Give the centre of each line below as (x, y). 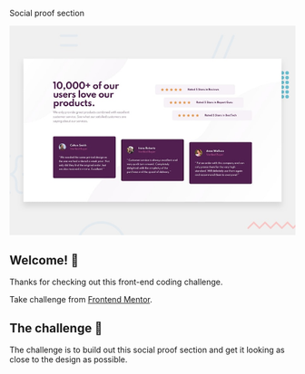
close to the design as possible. (69, 360)
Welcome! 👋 (44, 260)
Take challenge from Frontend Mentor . (81, 300)
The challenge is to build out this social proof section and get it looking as (147, 350)
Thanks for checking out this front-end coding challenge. (116, 282)
